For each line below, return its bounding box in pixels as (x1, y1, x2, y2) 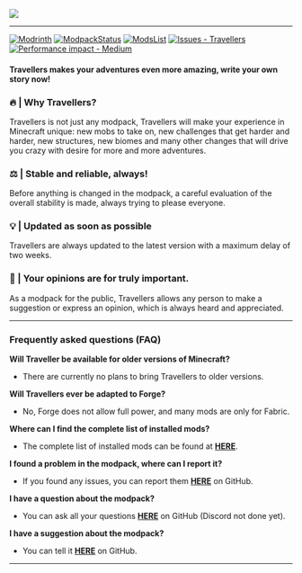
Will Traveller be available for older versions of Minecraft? (9, 354, 231, 364)
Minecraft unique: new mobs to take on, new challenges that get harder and (9, 126, 290, 137)
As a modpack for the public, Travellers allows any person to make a (9, 292, 262, 303)
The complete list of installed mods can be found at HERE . (22, 441, 238, 452)
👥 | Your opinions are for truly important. (9, 273, 190, 285)
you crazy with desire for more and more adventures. (9, 145, 207, 156)
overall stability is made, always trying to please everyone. (9, 198, 226, 209)
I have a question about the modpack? (9, 493, 155, 504)
